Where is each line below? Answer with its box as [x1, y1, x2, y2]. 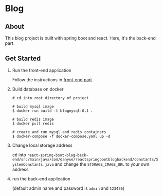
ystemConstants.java [12, 162, 54, 167]
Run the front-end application [12, 67, 72, 73]
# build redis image [12, 117, 54, 122]
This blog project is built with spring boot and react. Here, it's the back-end [5, 35, 156, 41]
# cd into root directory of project [12, 95, 89, 100]
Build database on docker [12, 86, 64, 92]
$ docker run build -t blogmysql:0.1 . [12, 108, 93, 113]
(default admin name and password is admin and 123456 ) [12, 185, 125, 191]
